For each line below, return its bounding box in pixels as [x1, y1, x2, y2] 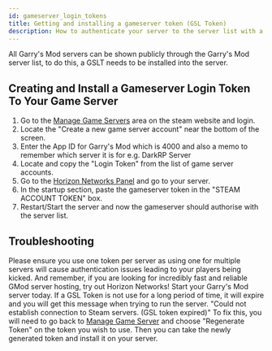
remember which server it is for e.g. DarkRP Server [19, 150, 192, 160]
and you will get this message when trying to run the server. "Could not [8, 299, 247, 309]
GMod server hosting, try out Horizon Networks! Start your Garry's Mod [8, 282, 249, 291]
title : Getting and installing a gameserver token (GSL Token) [8, 19, 227, 28]
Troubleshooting [8, 234, 95, 248]
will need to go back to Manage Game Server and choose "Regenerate [8, 316, 245, 326]
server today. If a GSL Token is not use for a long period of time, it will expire [8, 290, 265, 300]
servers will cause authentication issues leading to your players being [8, 265, 242, 274]
